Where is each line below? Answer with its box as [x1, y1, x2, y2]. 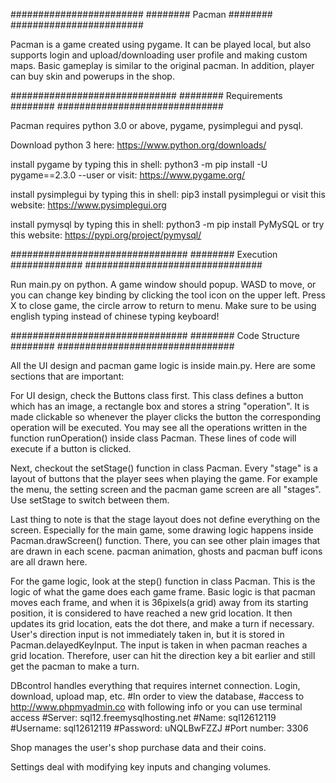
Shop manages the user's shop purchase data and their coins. [10, 742, 267, 753]
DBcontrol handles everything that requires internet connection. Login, [10, 680, 301, 691]
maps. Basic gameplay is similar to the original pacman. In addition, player [10, 60, 315, 71]
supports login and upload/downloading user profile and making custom [10, 49, 308, 61]
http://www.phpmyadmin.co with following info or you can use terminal [10, 701, 303, 713]
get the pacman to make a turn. [10, 660, 140, 672]
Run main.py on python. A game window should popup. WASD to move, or [10, 279, 317, 290]
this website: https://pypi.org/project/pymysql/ [10, 229, 202, 241]
